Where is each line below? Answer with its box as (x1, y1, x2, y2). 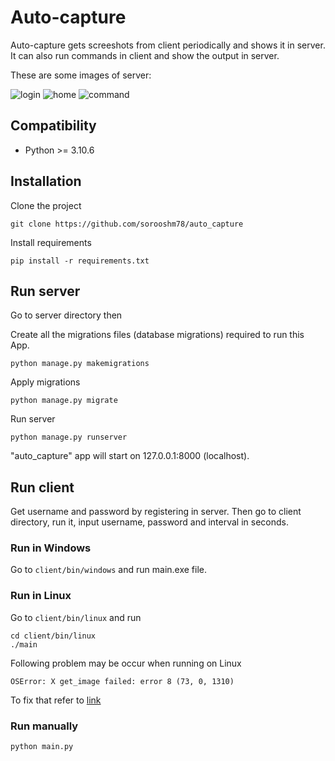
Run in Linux (10, 589, 72, 603)
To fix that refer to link (10, 694, 102, 706)
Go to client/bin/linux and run (10, 611, 142, 623)
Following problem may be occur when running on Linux (10, 657, 242, 669)
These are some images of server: (10, 69, 152, 81)
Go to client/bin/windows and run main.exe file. (10, 564, 208, 576)
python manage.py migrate (10, 396, 118, 406)
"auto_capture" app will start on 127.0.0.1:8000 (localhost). (10, 450, 250, 462)
